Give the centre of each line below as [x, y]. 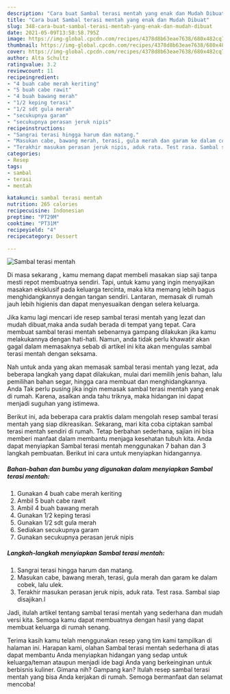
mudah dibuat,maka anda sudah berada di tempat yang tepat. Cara [102, 325]
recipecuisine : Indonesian [46, 211]
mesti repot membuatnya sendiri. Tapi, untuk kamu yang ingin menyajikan [111, 283]
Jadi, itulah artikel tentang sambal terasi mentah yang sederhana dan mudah [115, 613]
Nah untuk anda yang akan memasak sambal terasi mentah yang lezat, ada [113, 367]
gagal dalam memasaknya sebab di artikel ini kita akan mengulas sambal [110, 346]
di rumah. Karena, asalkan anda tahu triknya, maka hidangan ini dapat [105, 396]
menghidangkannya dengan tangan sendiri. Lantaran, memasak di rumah [110, 297]
